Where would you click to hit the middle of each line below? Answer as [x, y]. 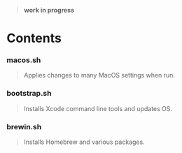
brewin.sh [24, 126]
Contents [34, 38]
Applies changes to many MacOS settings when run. [99, 75]
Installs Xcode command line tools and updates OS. [98, 108]
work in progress [49, 10]
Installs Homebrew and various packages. [84, 142]
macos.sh [24, 60]
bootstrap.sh [29, 94]
